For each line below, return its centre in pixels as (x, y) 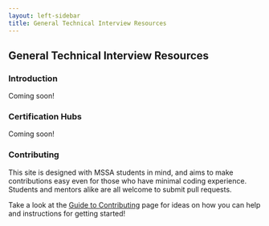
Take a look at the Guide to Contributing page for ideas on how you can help (134, 204)
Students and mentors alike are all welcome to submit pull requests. (120, 189)
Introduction (33, 79)
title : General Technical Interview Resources (88, 23)
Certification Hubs (45, 117)
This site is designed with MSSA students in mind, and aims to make (121, 172)
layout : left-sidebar (45, 16)
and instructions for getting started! (67, 213)
